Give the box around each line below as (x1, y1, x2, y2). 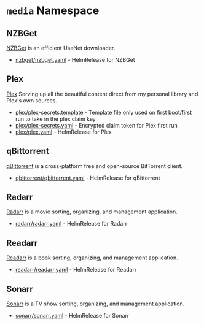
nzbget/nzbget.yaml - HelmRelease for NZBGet (15, 56, 135, 63)
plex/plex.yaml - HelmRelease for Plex (15, 128, 112, 136)
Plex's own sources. (6, 96, 57, 104)
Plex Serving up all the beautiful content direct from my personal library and (6, 90, 198, 97)
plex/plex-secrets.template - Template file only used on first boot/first (15, 109, 192, 116)
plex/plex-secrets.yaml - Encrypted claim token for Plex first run (15, 121, 178, 129)
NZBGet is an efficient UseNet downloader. (6, 44, 116, 52)
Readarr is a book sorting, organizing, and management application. (6, 254, 178, 261)
